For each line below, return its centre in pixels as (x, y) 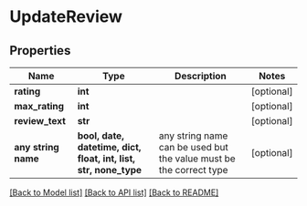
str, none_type (110, 170)
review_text (40, 121)
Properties (40, 51)
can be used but (193, 147)
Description (201, 76)
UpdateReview (66, 17)
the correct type (193, 170)
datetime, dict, (109, 147)
